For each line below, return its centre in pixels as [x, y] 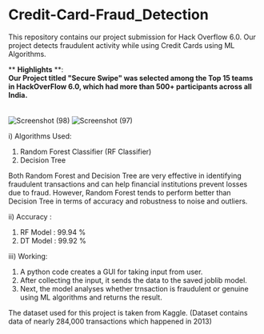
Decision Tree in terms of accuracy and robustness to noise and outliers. [128, 201]
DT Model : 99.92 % [53, 240]
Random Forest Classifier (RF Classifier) [86, 151]
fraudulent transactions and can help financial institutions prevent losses [128, 184]
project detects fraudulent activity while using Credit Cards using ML [122, 45]
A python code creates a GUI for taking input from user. [111, 272]
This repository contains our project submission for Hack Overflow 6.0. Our [132, 37]
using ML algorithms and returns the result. [91, 297]
